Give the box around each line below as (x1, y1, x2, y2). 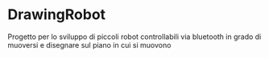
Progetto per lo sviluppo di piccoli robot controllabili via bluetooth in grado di (7, 32, 262, 41)
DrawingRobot (7, 6, 106, 24)
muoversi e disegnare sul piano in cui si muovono (7, 40, 172, 49)
